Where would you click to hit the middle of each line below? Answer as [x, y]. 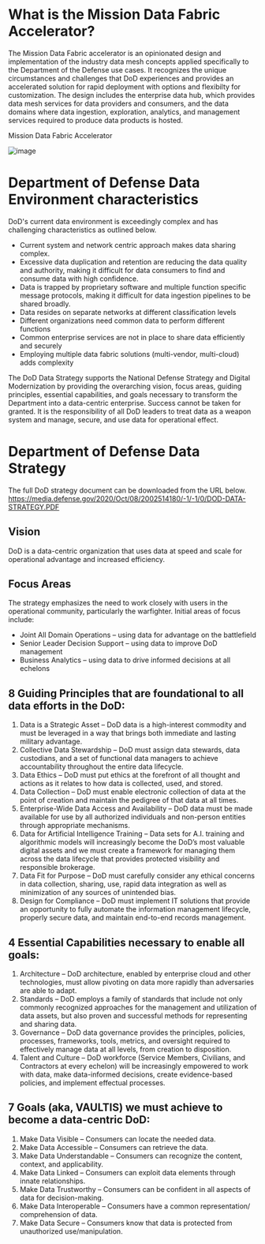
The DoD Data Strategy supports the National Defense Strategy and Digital [129, 377]
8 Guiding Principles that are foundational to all [126, 693]
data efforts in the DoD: [67, 705]
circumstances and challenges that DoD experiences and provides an [121, 78]
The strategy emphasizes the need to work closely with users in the [118, 603]
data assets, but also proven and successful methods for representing [133, 1016]
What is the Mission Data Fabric [114, 15]
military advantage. [51, 742]
